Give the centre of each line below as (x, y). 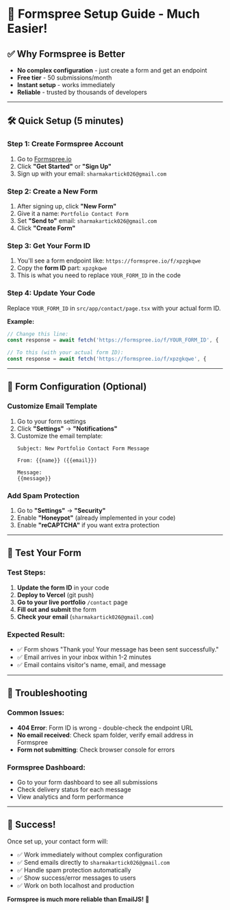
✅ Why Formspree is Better (66, 54)
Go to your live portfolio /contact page (72, 602)
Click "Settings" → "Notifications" (67, 429)
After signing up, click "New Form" (67, 206)
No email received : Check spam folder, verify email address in (105, 735)
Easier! (27, 28)
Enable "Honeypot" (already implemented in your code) (96, 518)
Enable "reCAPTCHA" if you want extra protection (88, 525)
